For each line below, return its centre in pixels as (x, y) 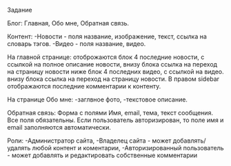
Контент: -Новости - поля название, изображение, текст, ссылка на (107, 36)
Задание (20, 10)
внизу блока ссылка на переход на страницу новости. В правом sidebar (113, 79)
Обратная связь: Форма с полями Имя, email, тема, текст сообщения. (110, 113)
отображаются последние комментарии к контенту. (84, 86)
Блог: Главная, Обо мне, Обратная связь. (68, 23)
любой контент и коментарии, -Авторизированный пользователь (128, 148)
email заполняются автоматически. (59, 127)
